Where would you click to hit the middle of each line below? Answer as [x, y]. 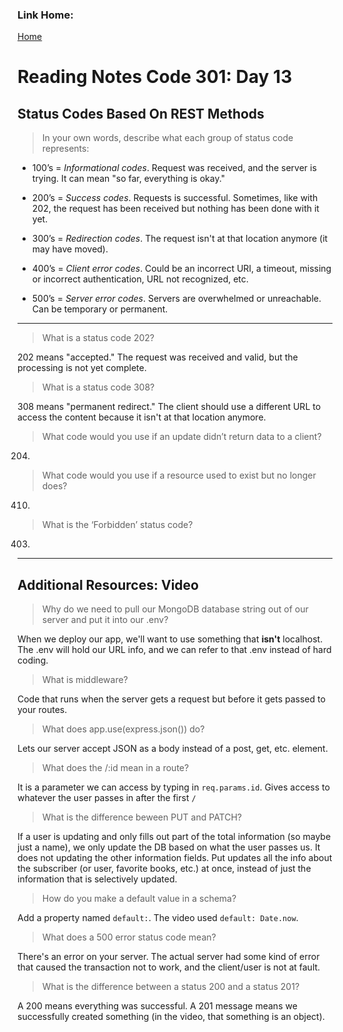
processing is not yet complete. [82, 368]
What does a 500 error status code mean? [129, 937]
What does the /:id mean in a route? [115, 768]
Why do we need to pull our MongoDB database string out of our [175, 609]
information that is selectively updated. [97, 879]
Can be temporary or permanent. [100, 309]
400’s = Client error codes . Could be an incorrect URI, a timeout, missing [181, 269]
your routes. [42, 710]
